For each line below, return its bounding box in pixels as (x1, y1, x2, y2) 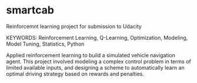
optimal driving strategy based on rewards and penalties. (6, 70, 145, 77)
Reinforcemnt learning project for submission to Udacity (6, 23, 142, 30)
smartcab (6, 4, 55, 17)
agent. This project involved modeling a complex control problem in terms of (6, 58, 191, 65)
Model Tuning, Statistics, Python (6, 40, 85, 47)
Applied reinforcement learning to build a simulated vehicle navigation (6, 51, 175, 58)
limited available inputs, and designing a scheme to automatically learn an (6, 64, 185, 71)
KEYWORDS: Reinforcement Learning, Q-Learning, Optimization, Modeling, (6, 34, 188, 41)
